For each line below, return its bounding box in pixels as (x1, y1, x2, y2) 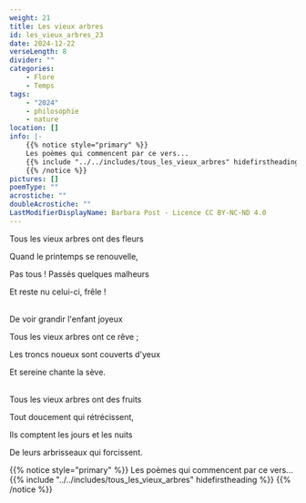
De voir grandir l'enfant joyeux (9, 313, 123, 324)
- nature (25, 115, 59, 124)
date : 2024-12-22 (9, 38, 76, 48)
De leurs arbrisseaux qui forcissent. (9, 447, 143, 457)
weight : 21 (9, 13, 51, 23)
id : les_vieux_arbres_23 (9, 30, 104, 39)
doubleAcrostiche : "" (9, 200, 92, 210)
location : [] (9, 124, 59, 133)
